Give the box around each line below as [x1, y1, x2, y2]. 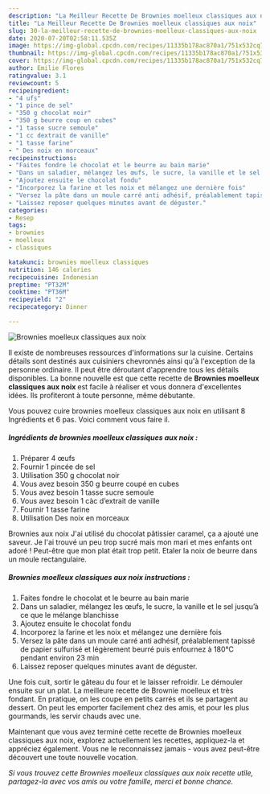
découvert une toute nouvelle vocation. [8, 752, 138, 762]
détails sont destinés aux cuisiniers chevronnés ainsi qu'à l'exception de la [8, 356, 256, 366]
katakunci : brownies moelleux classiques [8, 258, 149, 266]
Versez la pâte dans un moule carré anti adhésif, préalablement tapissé [19, 636, 256, 645]
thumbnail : [8, 49, 45, 57]
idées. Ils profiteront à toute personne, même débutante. [8, 390, 195, 400]
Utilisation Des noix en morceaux [19, 512, 130, 523]
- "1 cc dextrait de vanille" [8, 131, 110, 139]
